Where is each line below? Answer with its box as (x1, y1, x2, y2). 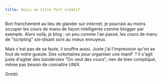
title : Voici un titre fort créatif (5, 7, 80, 12)
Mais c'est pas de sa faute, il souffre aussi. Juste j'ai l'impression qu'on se (5, 46, 156, 52)
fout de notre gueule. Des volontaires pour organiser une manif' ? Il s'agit (5, 51, 153, 57)
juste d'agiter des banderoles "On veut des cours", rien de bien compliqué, (5, 56, 156, 62)
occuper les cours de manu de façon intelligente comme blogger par (5, 26, 144, 32)
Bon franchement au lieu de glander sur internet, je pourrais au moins (5, 21, 146, 27)
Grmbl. (5, 71, 19, 77)
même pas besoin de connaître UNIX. (5, 61, 81, 67)
